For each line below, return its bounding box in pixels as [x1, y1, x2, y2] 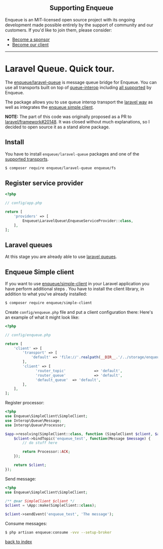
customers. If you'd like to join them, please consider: [5, 27, 112, 33]
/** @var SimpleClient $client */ [5, 498, 75, 503]
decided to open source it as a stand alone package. [5, 124, 110, 130]
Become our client [12, 41, 49, 48]
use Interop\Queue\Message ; [5, 418, 62, 423]
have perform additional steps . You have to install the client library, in [5, 286, 145, 292]
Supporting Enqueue [49, 4, 114, 12]
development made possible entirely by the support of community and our [5, 22, 154, 28]
